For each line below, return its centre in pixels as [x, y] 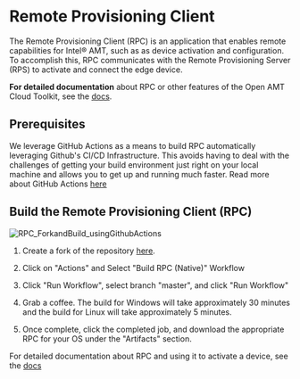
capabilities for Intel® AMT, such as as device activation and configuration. [146, 50]
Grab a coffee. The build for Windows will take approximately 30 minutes [156, 302]
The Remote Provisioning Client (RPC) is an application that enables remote [148, 41]
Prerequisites [47, 124]
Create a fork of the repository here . [89, 251]
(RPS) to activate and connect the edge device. [96, 70]
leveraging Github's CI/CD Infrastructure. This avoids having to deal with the [150, 155]
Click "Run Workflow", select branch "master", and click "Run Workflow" [155, 285]
